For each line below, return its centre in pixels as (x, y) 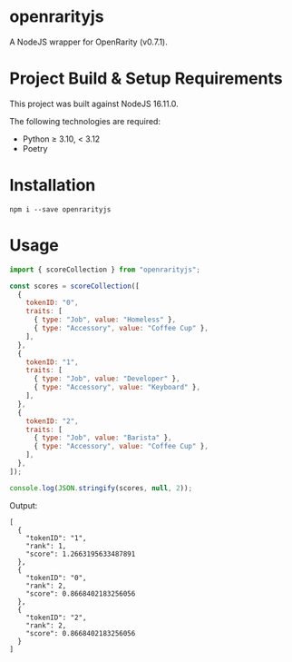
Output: (24, 505)
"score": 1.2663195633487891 (81, 554)
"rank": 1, (46, 546)
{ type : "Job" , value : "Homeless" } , (105, 320)
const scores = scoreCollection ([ (75, 286)
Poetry (35, 148)
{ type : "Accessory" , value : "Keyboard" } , (117, 388)
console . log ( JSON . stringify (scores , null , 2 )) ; (101, 488)
